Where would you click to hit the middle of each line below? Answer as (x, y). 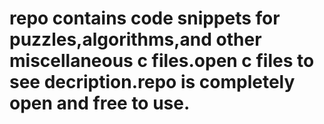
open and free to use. (100, 103)
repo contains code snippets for (145, 18)
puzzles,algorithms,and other (135, 39)
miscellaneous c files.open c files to (162, 61)
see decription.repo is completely (152, 82)
